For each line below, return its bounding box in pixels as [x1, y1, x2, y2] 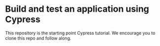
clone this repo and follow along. [5, 35, 71, 41]
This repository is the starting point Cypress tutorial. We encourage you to [5, 30, 156, 36]
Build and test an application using [5, 3, 149, 15]
